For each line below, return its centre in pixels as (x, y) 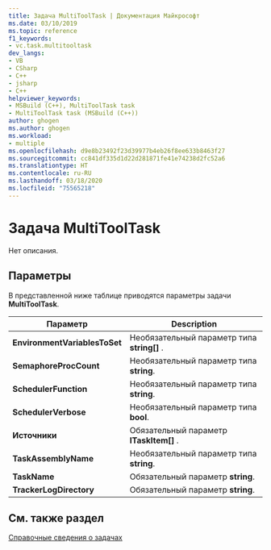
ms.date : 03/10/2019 (43, 23)
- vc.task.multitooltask (50, 46)
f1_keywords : (30, 38)
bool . (139, 417)
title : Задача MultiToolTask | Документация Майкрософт (104, 16)
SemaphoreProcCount (56, 365)
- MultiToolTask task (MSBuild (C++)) (73, 114)
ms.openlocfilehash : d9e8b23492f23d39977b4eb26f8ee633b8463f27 (117, 151)
